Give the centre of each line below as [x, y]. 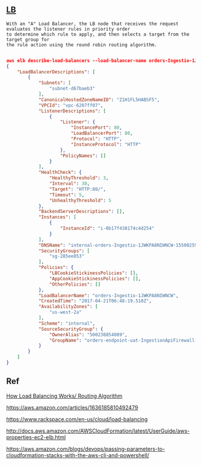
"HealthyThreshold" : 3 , [79, 178]
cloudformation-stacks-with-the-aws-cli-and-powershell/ [78, 455]
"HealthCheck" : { [60, 173]
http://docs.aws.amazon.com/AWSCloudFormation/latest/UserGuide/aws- [98, 431]
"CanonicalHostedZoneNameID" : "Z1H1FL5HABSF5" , [99, 100]
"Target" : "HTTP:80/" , [78, 189]
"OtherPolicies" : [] [75, 284]
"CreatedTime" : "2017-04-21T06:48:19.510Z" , [95, 301]
